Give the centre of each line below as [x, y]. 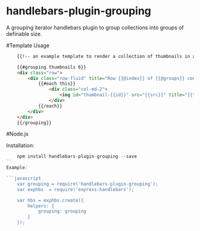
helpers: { [41, 206]
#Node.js [17, 134]
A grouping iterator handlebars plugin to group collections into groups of [95, 27]
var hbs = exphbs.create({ [50, 200]
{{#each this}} [57, 84]
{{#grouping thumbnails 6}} [51, 67]
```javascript [24, 178]
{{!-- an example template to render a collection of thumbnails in [104, 56]
